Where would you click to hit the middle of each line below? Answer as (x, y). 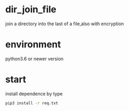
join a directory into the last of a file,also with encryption (65, 24)
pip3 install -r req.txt (32, 103)
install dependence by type (34, 94)
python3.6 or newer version (35, 59)
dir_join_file (31, 10)
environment (33, 44)
